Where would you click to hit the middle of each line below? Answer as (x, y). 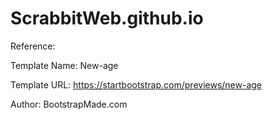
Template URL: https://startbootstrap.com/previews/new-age (136, 84)
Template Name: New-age (64, 65)
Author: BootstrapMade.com (69, 104)
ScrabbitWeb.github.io (107, 18)
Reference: (33, 46)
